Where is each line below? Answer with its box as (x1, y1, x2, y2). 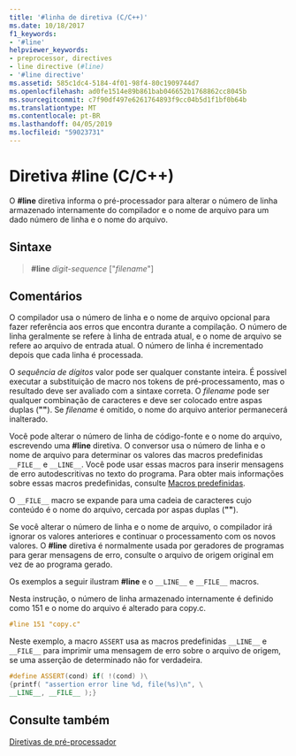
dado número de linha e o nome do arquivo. (9, 214, 169, 225)
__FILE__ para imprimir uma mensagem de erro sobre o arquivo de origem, (9, 645, 281, 656)
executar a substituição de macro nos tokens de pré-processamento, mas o (9, 377, 285, 387)
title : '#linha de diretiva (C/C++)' (9, 12, 148, 22)
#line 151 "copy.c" (9, 620, 81, 629)
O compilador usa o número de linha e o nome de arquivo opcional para (9, 312, 270, 323)
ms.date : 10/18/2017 (9, 21, 86, 30)
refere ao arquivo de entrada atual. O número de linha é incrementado (9, 340, 263, 351)
